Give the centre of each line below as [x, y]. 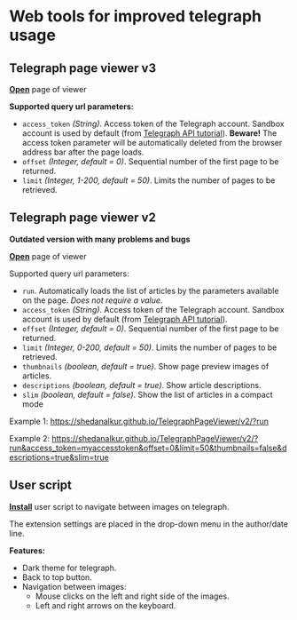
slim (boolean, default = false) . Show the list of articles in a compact [147, 394]
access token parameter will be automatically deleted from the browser [152, 143]
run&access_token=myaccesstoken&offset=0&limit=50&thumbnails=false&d [148, 448]
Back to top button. [57, 577]
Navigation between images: [74, 586]
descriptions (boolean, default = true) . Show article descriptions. [141, 385]
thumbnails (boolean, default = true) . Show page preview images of [145, 366]
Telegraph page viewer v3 [83, 68]
